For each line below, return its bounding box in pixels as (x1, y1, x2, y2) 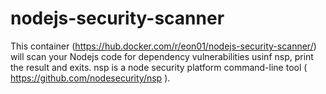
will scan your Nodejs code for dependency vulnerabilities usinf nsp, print (10, 50, 314, 62)
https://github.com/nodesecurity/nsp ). (10, 72, 171, 84)
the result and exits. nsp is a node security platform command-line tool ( (10, 61, 308, 73)
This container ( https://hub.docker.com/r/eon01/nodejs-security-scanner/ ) (10, 40, 317, 52)
